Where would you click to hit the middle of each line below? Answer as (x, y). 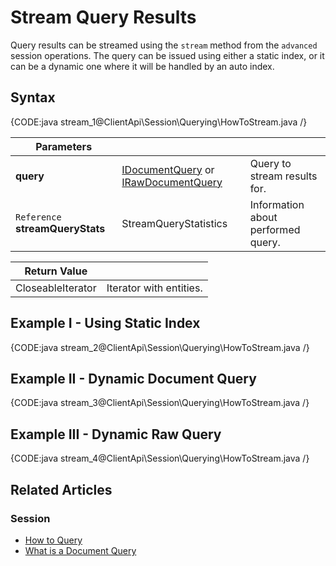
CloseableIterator (56, 288)
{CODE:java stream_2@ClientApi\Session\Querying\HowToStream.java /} (160, 347)
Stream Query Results (103, 17)
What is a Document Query (80, 550)
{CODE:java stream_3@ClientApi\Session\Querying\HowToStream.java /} (160, 403)
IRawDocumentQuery (172, 182)
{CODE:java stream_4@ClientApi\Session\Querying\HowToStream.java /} (160, 458)
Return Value (56, 271)
